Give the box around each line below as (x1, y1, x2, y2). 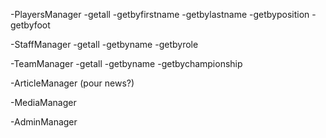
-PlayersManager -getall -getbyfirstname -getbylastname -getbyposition (10, 9, 310, 20)
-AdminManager (10, 116, 78, 128)
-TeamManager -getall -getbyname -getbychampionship (10, 58, 243, 69)
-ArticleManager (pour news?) (10, 77, 135, 89)
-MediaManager (10, 97, 77, 108)
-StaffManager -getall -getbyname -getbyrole (10, 39, 199, 50)
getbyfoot (10, 19, 51, 31)
